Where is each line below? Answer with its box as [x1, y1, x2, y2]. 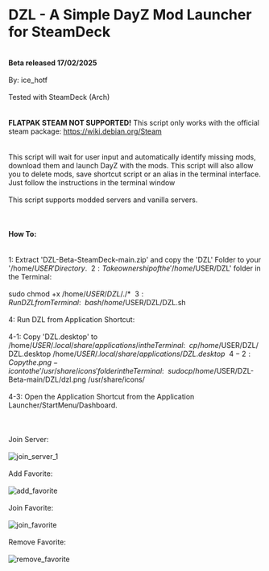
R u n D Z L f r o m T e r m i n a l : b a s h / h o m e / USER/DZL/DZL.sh [8, 297, 187, 307]
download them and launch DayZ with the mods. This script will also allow [8, 160, 254, 170]
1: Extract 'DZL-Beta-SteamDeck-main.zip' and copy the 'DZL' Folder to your [8, 254, 262, 264]
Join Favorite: [8, 503, 54, 512]
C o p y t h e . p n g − [8, 357, 59, 367]
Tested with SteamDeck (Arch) [8, 92, 110, 101]
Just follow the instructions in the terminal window [8, 177, 176, 187]
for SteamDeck [8, 23, 111, 41]
